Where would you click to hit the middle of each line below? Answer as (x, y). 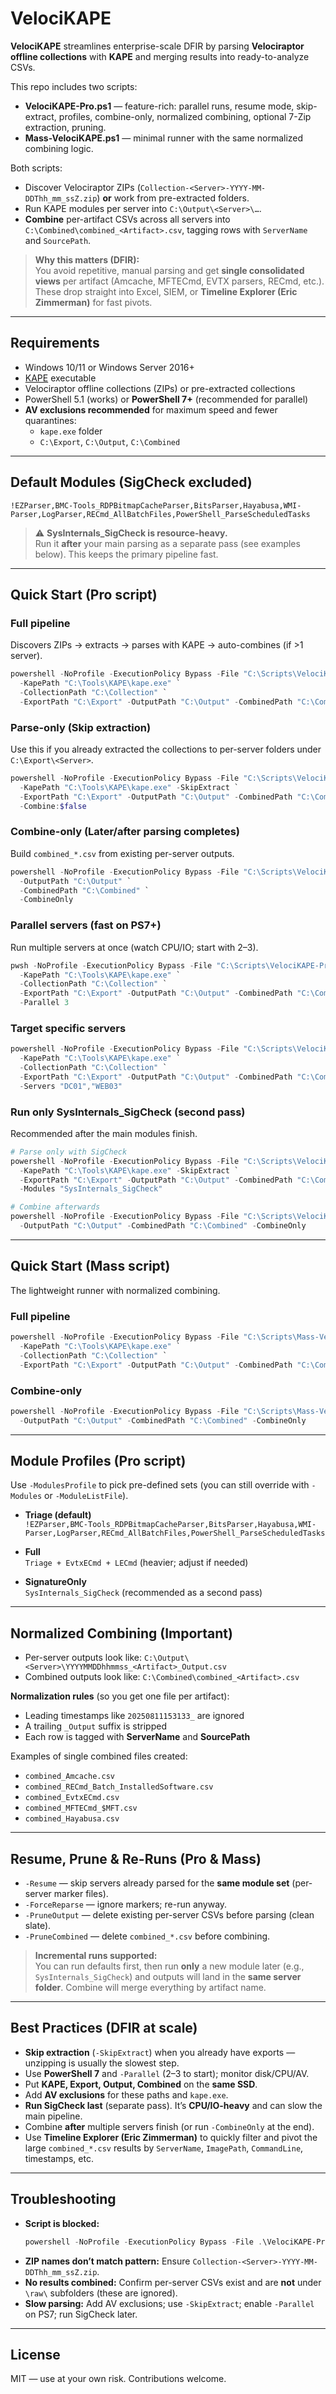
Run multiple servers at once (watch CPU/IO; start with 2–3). (134, 947)
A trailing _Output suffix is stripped (95, 1726)
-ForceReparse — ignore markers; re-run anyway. (126, 1904)
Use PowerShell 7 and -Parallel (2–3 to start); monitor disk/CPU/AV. (167, 2073)
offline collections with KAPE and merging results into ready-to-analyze (160, 56)
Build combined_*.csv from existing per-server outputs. (122, 853)
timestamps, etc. (59, 2158)
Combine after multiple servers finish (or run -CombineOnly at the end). (169, 2126)
